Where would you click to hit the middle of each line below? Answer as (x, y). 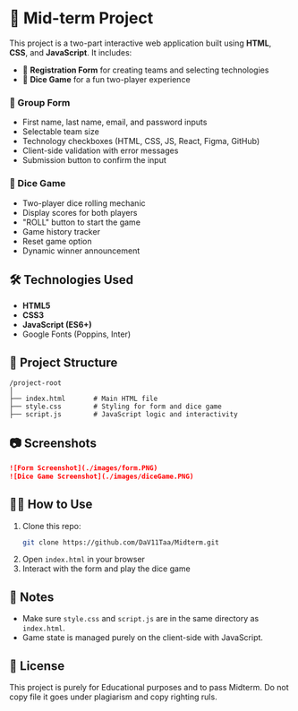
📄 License (37, 666)
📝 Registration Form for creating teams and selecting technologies (145, 70)
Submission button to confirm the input (94, 160)
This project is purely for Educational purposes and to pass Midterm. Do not (149, 688)
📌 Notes (32, 597)
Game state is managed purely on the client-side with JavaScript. (143, 638)
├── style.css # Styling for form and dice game (115, 407)
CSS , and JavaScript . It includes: (71, 52)
